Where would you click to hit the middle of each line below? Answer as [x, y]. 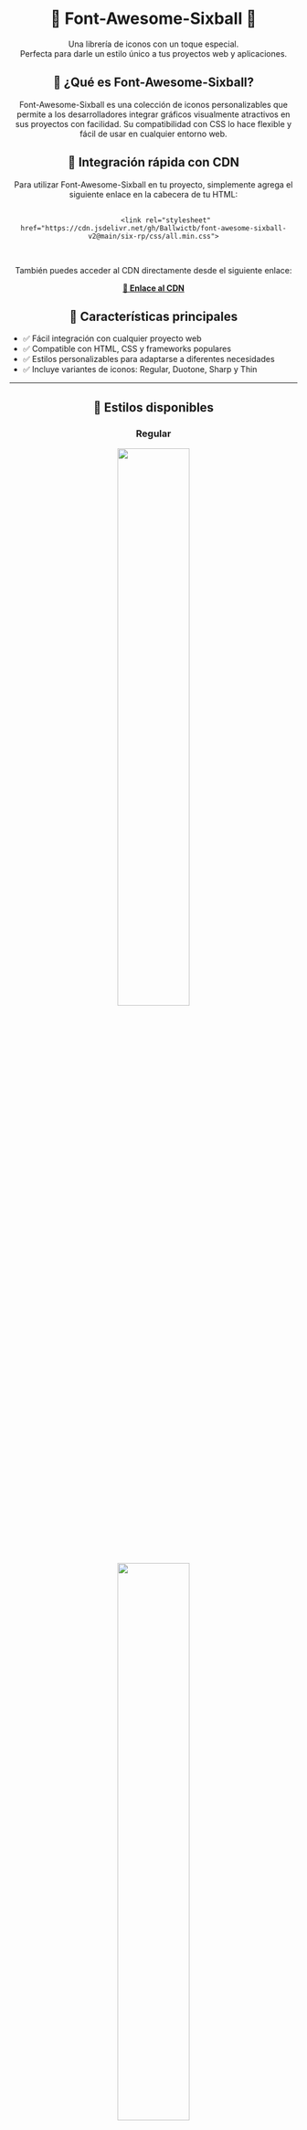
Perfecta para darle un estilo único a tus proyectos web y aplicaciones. [153, 53]
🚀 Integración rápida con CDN [153, 162]
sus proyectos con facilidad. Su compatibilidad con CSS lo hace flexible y [153, 123]
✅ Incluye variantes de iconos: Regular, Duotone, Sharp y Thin [140, 369]
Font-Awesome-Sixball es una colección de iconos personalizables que [153, 104]
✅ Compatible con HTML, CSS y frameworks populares [127, 349]
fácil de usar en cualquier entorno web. [153, 134]
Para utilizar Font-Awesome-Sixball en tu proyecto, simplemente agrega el [153, 184]
